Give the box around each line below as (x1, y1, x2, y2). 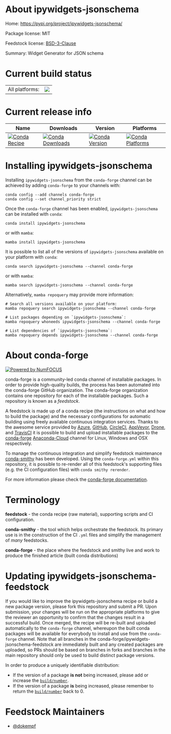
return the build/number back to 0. (12, 688, 84, 694)
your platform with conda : (5, 254, 58, 260)
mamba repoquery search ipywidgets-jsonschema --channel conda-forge (5, 306, 156, 311)
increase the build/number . (12, 677, 69, 684)
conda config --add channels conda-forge (5, 192, 95, 197)
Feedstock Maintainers (5, 706, 105, 717)
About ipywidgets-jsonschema (5, 4, 139, 15)
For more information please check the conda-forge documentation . (5, 476, 149, 482)
